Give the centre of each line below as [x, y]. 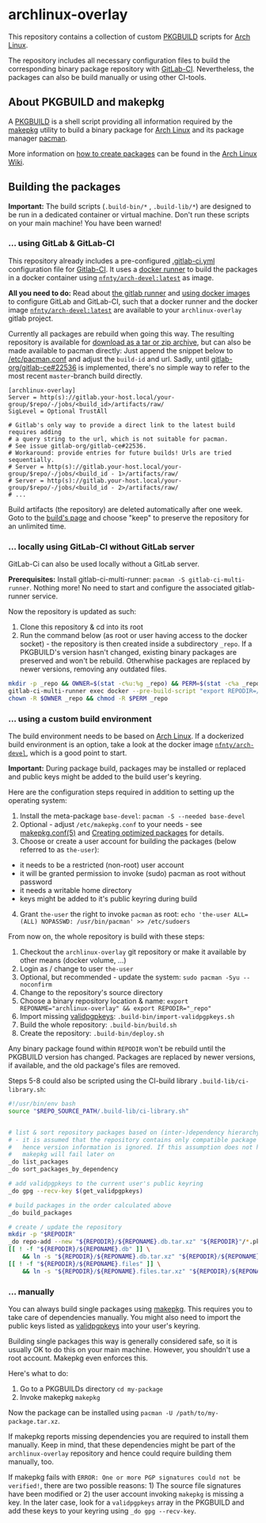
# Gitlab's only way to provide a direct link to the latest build [122, 425]
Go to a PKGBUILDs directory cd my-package [91, 1389]
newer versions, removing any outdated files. [93, 669]
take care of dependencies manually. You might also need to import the [125, 1317]
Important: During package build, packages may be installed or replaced [127, 768]
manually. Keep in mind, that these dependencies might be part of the [122, 1445]
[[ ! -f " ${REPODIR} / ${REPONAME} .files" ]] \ [84, 1263]
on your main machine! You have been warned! [85, 223]
